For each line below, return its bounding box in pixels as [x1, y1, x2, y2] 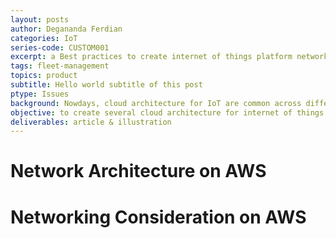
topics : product [10, 71, 78, 81]
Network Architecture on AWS [10, 160, 267, 183]
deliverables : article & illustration [10, 117, 172, 127]
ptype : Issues [10, 89, 70, 99]
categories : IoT [10, 33, 78, 43]
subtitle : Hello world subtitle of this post [10, 80, 203, 90]
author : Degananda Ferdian [10, 24, 123, 34]
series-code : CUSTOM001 [10, 42, 110, 53]
